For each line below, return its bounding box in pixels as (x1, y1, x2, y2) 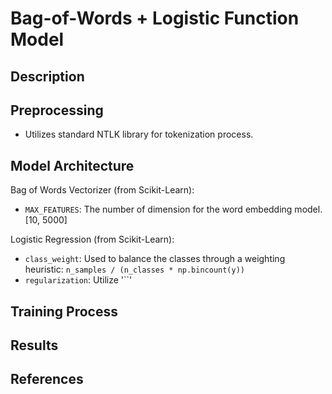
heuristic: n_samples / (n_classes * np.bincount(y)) (24, 263, 246, 276)
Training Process (10, 303, 118, 320)
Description (10, 68, 85, 85)
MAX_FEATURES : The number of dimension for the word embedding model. (24, 203, 323, 216)
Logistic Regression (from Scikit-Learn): (10, 233, 175, 246)
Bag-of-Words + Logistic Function (10, 7, 300, 30)
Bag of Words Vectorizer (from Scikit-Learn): (10, 184, 195, 196)
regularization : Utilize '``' (24, 274, 133, 286)
